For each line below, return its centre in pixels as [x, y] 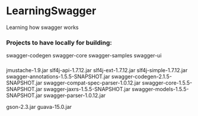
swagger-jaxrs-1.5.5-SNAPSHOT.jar [87, 89]
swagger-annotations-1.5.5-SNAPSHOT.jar [58, 77]
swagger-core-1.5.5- [167, 83]
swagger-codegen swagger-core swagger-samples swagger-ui [84, 56]
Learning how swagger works [42, 27]
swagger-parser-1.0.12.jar [75, 95]
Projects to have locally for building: [59, 43]
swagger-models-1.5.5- [160, 89]
